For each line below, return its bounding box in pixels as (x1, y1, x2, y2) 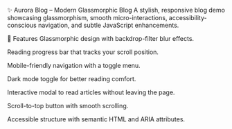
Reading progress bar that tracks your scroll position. (7, 48, 159, 56)
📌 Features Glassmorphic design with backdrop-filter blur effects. (7, 35, 195, 42)
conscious (7, 21, 37, 29)
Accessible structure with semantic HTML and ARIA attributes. (7, 115, 186, 123)
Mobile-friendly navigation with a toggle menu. (7, 62, 141, 69)
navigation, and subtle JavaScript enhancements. (37, 21, 179, 29)
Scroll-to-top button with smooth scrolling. (7, 102, 129, 110)
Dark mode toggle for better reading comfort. (7, 75, 136, 83)
